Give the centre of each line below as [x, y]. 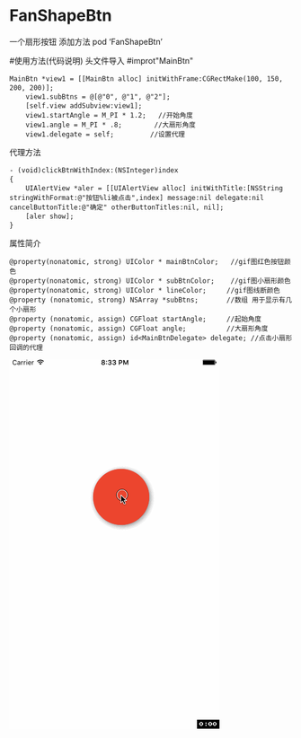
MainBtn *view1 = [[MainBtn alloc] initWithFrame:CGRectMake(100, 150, [146, 79]
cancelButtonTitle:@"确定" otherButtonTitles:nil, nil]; [117, 207]
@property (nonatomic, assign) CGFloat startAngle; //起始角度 [136, 319]
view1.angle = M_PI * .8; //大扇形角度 [111, 125]
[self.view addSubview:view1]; [84, 105]
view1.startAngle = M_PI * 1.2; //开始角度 [109, 115]
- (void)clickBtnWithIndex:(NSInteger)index [94, 170]
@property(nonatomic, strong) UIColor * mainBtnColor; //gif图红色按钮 [147, 261]
